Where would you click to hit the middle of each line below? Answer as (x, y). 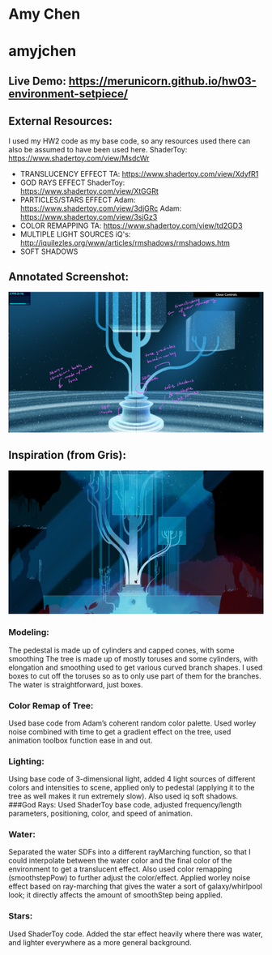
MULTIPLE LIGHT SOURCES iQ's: (75, 234)
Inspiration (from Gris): (68, 455)
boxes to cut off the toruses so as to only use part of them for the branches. (135, 676)
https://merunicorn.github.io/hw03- (162, 81)
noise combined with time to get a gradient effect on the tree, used (120, 731)
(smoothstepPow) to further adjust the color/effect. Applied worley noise (130, 878)
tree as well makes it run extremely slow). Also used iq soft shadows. (123, 796)
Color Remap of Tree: (51, 705)
